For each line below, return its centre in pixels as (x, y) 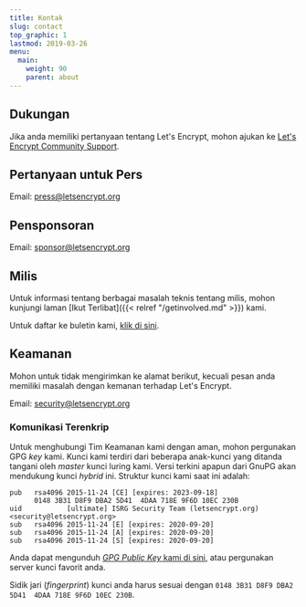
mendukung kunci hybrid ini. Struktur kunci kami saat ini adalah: (130, 476)
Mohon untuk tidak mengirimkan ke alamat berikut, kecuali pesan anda (142, 376)
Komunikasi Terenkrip (59, 427)
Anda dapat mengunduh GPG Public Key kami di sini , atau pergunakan (142, 558)
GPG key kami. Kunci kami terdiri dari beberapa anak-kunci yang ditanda (146, 456)
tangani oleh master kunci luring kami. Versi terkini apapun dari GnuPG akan (153, 466)
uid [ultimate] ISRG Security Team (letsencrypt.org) (134, 509)
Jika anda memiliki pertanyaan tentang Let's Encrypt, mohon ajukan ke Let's (153, 136)
